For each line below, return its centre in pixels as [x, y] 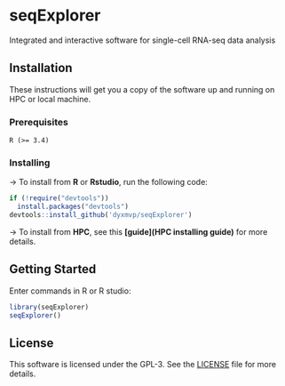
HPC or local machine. [50, 99]
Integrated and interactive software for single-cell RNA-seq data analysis [142, 40]
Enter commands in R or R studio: [70, 291]
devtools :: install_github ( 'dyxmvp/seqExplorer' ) [101, 215]
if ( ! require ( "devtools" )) [59, 198]
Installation [41, 68]
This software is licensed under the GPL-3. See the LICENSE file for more [143, 365]
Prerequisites [39, 122]
